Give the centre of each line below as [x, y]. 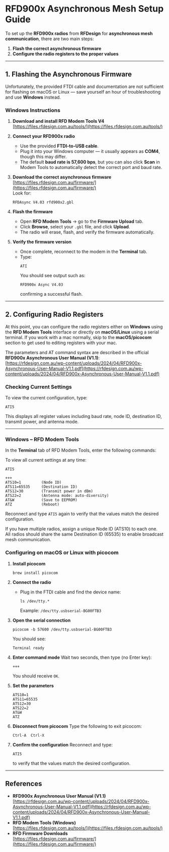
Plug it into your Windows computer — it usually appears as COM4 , [90, 151]
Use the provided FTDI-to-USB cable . [59, 146]
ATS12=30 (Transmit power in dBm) [49, 491]
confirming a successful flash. [51, 294]
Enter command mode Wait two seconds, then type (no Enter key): [82, 657]
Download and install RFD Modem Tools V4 [58, 121]
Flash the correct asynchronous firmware [57, 48]
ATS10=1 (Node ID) [33, 483]
